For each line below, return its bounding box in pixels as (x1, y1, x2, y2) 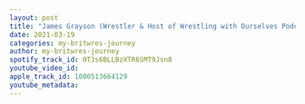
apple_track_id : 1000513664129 (9, 72, 128, 81)
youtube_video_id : (9, 64, 79, 73)
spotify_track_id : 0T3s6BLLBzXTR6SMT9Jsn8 (9, 55, 172, 64)
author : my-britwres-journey (9, 47, 120, 56)
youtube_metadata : (9, 80, 79, 90)
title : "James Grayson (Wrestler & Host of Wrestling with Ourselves (9, 22, 279, 31)
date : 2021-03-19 (9, 30, 75, 39)
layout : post (9, 13, 59, 23)
